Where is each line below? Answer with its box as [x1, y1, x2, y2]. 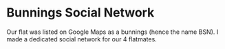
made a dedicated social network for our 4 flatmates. [6, 35, 158, 43]
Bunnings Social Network [6, 5, 155, 21]
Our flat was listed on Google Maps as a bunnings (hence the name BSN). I [6, 28, 219, 36]
